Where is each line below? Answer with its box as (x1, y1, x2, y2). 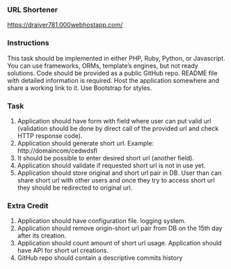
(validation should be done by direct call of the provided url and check (17, 124, 219, 132)
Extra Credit (7, 201, 49, 210)
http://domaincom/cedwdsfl (17, 146, 97, 155)
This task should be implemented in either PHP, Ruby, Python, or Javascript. (7, 54, 225, 62)
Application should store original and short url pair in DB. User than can (17, 169, 222, 177)
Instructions (7, 38, 50, 48)
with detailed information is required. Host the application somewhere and (7, 76, 219, 84)
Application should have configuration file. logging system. (17, 217, 186, 225)
